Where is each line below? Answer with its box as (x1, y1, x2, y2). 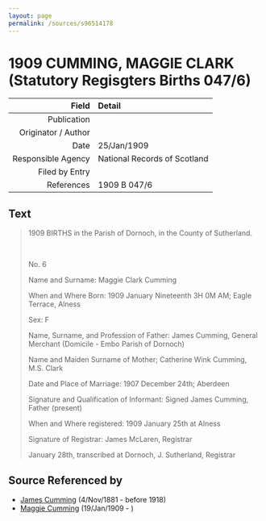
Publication (48, 114, 90, 125)
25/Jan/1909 (98, 140, 149, 152)
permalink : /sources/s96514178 (8, 19, 114, 27)
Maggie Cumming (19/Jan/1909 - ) (19, 503, 135, 513)
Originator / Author (19, 127, 90, 138)
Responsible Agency (12, 153, 90, 165)
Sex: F (27, 315, 50, 325)
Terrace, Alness (27, 299, 81, 309)
